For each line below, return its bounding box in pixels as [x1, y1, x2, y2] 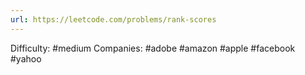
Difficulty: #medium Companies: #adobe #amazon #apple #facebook [10, 42, 296, 54]
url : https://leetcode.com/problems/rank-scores [10, 14, 217, 25]
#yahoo [10, 52, 42, 65]
